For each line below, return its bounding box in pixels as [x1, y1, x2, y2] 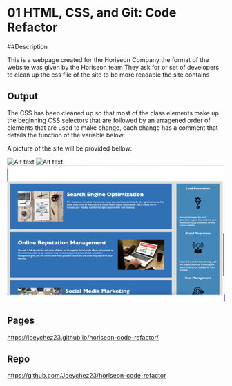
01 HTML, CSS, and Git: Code [7, 5, 177, 21]
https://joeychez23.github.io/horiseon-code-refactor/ [7, 333, 159, 341]
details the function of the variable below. [7, 131, 126, 139]
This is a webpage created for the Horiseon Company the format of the [7, 55, 209, 64]
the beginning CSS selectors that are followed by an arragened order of [7, 116, 211, 124]
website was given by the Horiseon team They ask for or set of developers [7, 63, 220, 71]
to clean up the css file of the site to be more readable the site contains [7, 70, 210, 79]
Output [7, 90, 38, 102]
